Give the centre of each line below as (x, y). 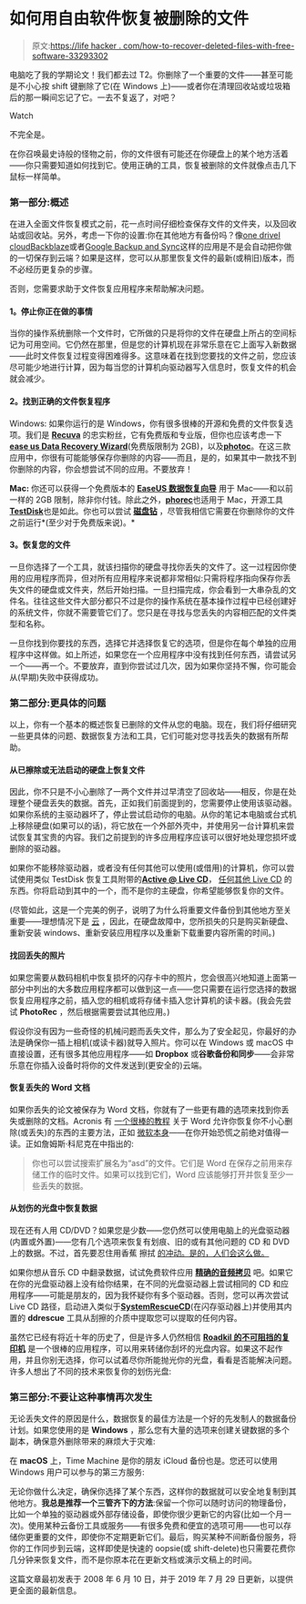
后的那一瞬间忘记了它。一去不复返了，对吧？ (93, 97)
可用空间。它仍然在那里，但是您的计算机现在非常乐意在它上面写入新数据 (161, 345)
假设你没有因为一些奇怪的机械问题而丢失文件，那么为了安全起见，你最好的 (149, 1030)
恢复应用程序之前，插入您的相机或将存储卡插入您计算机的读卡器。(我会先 (147, 1000)
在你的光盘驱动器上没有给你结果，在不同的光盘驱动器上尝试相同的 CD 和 (145, 1284)
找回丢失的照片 (37, 955)
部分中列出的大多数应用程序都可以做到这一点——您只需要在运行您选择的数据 (153, 989)
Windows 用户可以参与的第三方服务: (77, 1472)
